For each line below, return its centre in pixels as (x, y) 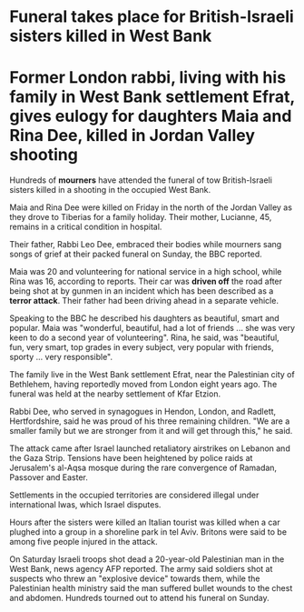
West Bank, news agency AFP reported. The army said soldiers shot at (141, 569)
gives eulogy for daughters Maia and (151, 116)
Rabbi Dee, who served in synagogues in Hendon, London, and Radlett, (143, 412)
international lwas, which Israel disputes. (85, 505)
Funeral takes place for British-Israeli (152, 17)
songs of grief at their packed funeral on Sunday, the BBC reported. (136, 254)
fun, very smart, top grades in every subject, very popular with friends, (142, 347)
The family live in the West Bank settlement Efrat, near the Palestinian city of (152, 375)
